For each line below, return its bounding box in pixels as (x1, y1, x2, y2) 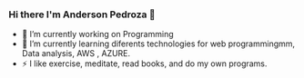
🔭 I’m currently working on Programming (21, 29, 174, 40)
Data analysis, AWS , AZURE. (21, 48, 131, 59)
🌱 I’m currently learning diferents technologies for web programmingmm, (21, 38, 296, 49)
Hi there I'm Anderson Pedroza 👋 (8, 8, 156, 21)
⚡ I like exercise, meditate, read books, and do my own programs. (21, 58, 268, 69)
